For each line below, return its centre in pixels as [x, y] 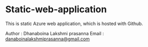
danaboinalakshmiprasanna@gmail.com [48, 39]
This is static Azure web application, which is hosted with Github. [74, 24]
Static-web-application [56, 9]
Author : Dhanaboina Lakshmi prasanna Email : [55, 33]
